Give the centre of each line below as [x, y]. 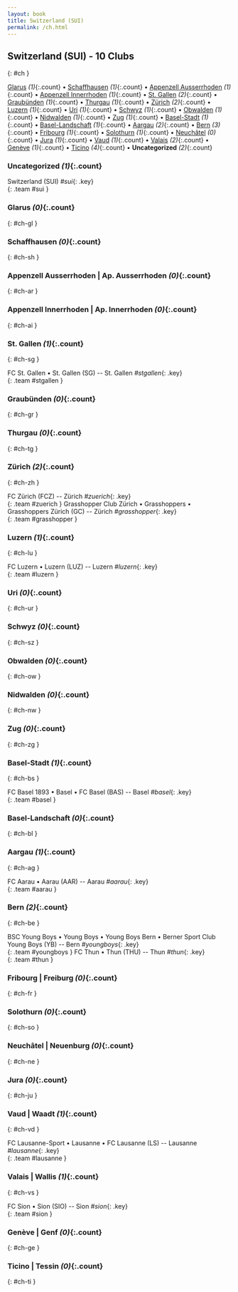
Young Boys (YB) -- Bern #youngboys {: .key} [74, 944]
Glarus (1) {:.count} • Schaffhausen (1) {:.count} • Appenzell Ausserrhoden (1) [119, 87]
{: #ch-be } [24, 923]
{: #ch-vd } [23, 1130]
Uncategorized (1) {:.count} [55, 166]
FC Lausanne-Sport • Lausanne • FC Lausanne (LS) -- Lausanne [102, 1143]
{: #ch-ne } [23, 1061]
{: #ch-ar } [23, 291]
